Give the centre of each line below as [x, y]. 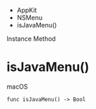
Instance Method [31, 39]
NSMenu [30, 18]
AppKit [27, 10]
